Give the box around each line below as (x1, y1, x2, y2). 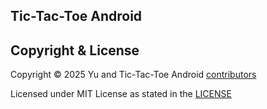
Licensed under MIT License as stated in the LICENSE (10, 88, 232, 100)
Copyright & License (10, 42, 140, 59)
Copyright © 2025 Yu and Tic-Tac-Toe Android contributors (10, 69, 257, 81)
